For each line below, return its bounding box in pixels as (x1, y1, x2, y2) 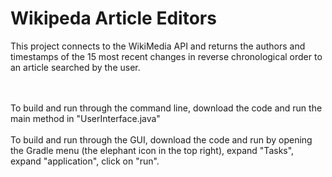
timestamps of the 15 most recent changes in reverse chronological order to (10, 50, 323, 62)
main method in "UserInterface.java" (10, 112, 161, 124)
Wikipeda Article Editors (10, 7, 217, 30)
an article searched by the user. (10, 61, 141, 73)
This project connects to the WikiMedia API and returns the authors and (10, 40, 306, 52)
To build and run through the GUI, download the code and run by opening (10, 133, 313, 146)
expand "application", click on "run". (10, 155, 160, 167)
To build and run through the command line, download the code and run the (10, 102, 323, 114)
